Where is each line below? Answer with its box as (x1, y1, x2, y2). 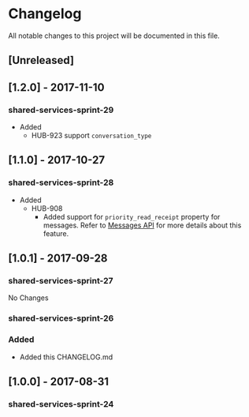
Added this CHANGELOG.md (19, 352, 113, 362)
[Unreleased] (8, 54, 75, 67)
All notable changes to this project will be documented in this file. (8, 31, 221, 40)
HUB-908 (31, 203, 63, 213)
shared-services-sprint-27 (8, 276, 113, 287)
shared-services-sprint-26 (8, 313, 114, 324)
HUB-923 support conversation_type (31, 131, 152, 141)
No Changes (8, 293, 49, 302)
